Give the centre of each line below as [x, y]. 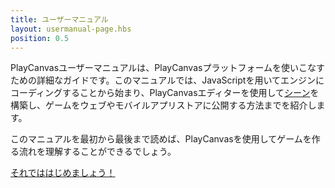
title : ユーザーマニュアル [59, 19]
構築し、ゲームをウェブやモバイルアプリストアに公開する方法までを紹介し [163, 105]
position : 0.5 [40, 38]
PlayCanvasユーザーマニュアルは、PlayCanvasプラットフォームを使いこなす [168, 68]
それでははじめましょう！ [63, 173]
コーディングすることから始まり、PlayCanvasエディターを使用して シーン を [165, 93]
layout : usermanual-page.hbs [71, 29]
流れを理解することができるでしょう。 [97, 152]
